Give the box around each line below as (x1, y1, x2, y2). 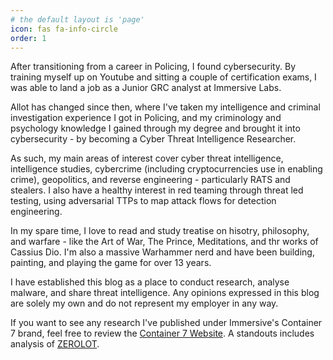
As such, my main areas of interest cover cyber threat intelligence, (10, 152, 284, 165)
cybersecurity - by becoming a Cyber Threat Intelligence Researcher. (10, 133, 297, 145)
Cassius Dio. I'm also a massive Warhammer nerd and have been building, (10, 246, 315, 258)
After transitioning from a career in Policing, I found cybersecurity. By (10, 61, 297, 73)
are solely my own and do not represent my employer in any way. (10, 297, 279, 310)
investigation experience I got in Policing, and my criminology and (10, 112, 282, 124)
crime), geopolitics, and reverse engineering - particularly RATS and (10, 174, 291, 186)
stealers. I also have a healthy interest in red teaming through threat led (10, 184, 304, 196)
